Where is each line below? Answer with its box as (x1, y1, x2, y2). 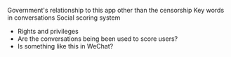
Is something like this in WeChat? (17, 42, 114, 50)
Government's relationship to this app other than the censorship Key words (7, 6, 225, 14)
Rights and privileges (17, 27, 79, 35)
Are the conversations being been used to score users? (17, 34, 178, 43)
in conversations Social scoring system (7, 13, 121, 22)
